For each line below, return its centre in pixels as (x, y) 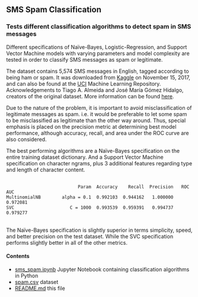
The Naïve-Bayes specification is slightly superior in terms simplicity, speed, (99, 230)
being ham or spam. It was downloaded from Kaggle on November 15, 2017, (98, 77)
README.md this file (40, 288)
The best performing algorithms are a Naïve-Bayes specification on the (93, 151)
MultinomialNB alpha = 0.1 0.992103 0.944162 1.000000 (90, 197)
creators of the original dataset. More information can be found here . (90, 96)
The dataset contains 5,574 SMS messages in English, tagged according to (98, 71)
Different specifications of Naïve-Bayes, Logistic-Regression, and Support (97, 47)
